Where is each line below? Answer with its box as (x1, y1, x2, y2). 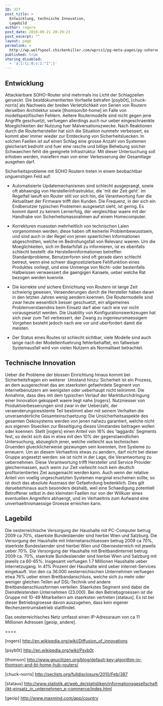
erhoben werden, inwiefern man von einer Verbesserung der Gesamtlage (5, 154, 151, 159)
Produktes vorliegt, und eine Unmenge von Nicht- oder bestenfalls (12, 264, 145, 270)
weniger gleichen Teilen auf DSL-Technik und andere (5, 579, 111, 584)
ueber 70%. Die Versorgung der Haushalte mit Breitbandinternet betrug (5, 548, 148, 554)
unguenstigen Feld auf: (5, 173, 51, 179)
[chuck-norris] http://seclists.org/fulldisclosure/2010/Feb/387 (5, 671, 128, 677)
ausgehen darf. (5, 158, 35, 165)
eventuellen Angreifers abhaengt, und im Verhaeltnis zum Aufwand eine (5, 495, 149, 501)
